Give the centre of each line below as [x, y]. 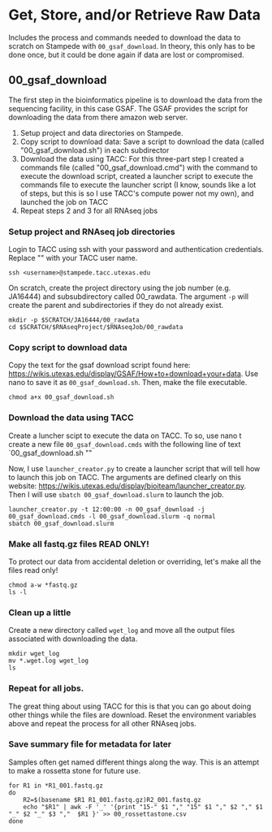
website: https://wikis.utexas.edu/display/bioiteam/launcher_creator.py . [127, 486]
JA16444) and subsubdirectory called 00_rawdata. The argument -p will [129, 297]
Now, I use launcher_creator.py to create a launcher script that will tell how [134, 468]
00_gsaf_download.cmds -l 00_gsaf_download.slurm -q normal [112, 516]
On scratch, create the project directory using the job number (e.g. [120, 288]
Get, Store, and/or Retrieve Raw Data [135, 15]
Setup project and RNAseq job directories [92, 232]
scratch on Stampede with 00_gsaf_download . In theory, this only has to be [132, 45]
